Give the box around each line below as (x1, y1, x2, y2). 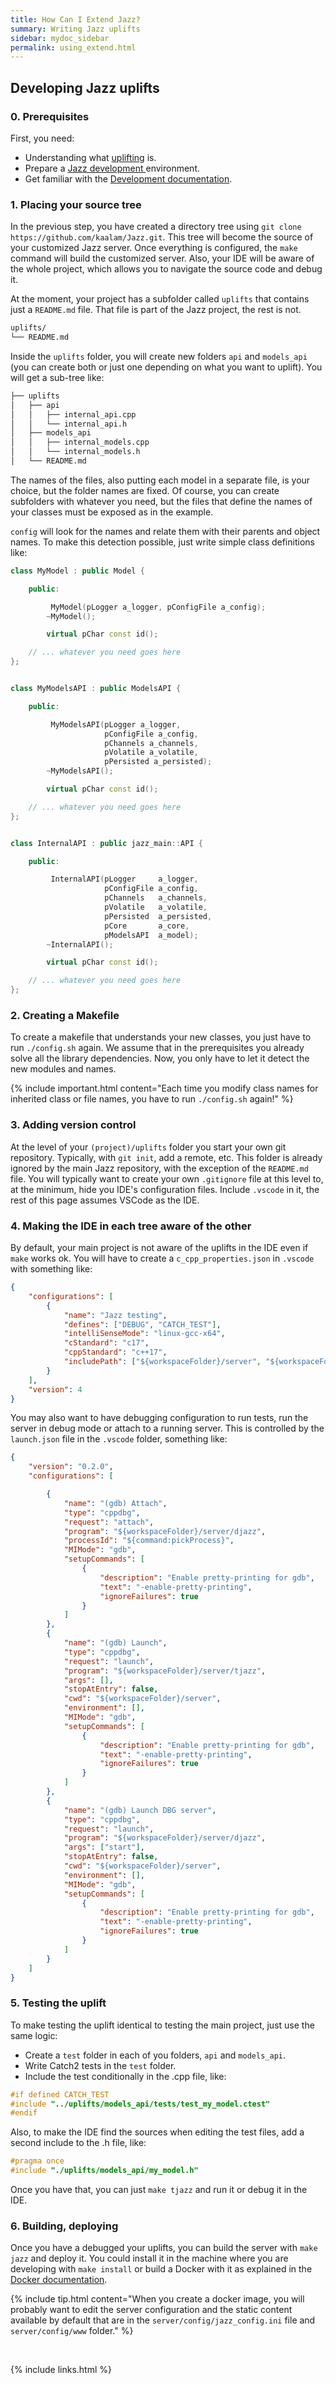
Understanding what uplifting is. (24, 151, 157, 163)
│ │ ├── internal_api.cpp (10, 409, 137, 420)
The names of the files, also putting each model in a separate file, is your (10, 474, 311, 486)
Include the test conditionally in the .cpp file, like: (24, 2070, 227, 2082)
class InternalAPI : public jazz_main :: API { (10, 838, 203, 848)
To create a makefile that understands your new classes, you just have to (10, 1031, 312, 1043)
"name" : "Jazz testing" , (63, 1310, 168, 1320)
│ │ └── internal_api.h (10, 419, 128, 429)
